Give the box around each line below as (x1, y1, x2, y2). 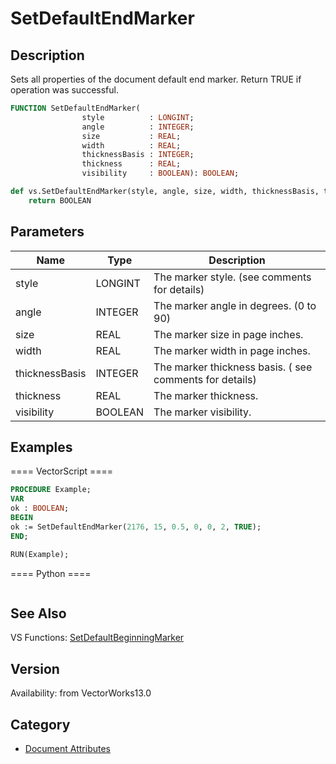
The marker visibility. (153, 405, 252, 419)
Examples (10, 438, 73, 456)
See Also (10, 605, 67, 622)
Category (10, 716, 71, 733)
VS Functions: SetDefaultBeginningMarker (10, 632, 185, 644)
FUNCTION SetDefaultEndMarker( (10, 103, 141, 113)
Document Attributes (24, 742, 111, 754)
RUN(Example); (10, 549, 70, 559)
